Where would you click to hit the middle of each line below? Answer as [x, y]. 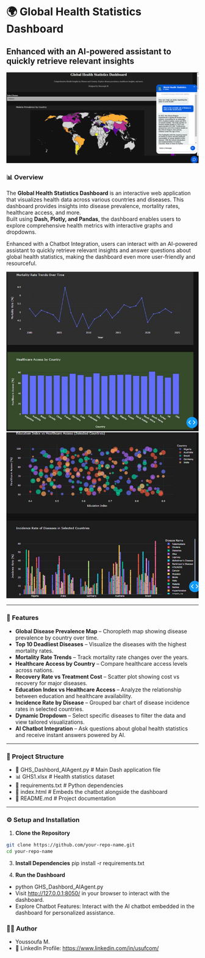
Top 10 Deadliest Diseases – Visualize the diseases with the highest [101, 644]
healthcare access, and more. [44, 212]
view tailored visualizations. [50, 722]
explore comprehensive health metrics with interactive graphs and [89, 225]
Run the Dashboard [40, 875]
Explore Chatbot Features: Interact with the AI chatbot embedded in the [105, 906]
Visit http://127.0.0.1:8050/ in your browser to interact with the [92, 893]
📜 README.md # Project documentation [65, 798]
